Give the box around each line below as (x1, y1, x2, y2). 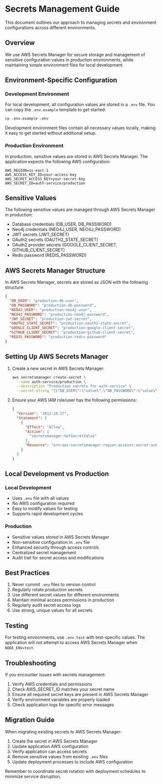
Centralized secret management (12, 549, 76, 555)
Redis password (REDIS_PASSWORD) (12, 252, 87, 258)
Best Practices (5, 569, 50, 577)
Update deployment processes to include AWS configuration (12, 759, 133, 765)
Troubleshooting (5, 659, 57, 667)
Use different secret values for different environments (12, 592, 119, 598)
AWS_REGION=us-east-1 (5, 168, 49, 173)
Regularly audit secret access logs (12, 602, 81, 608)
